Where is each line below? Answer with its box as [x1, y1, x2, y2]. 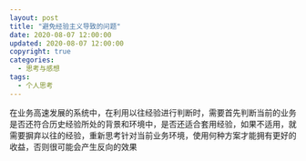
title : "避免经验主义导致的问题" [9, 22, 121, 31]
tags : [9, 73, 30, 82]
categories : [9, 55, 55, 65]
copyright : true [9, 47, 71, 56]
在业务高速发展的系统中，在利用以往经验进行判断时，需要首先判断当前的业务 [9, 106, 297, 118]
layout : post [9, 13, 59, 23]
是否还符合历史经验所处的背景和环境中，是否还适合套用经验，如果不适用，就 [9, 118, 297, 129]
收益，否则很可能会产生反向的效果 [9, 141, 138, 152]
